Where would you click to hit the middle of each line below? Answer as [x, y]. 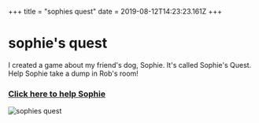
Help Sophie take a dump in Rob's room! [74, 73]
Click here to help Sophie [57, 94]
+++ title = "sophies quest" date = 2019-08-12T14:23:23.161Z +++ [115, 11]
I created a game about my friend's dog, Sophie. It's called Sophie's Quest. [130, 65]
